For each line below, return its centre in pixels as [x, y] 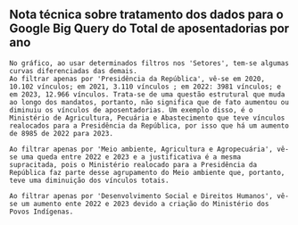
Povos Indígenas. [41, 212]
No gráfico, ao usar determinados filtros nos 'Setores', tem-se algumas [149, 63]
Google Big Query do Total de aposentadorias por [149, 29]
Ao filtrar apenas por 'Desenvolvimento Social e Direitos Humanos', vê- [149, 196]
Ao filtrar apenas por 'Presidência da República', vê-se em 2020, [137, 79]
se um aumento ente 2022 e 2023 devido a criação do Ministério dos [139, 204]
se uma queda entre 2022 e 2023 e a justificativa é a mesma [125, 157]
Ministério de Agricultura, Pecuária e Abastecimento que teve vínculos [147, 118]
